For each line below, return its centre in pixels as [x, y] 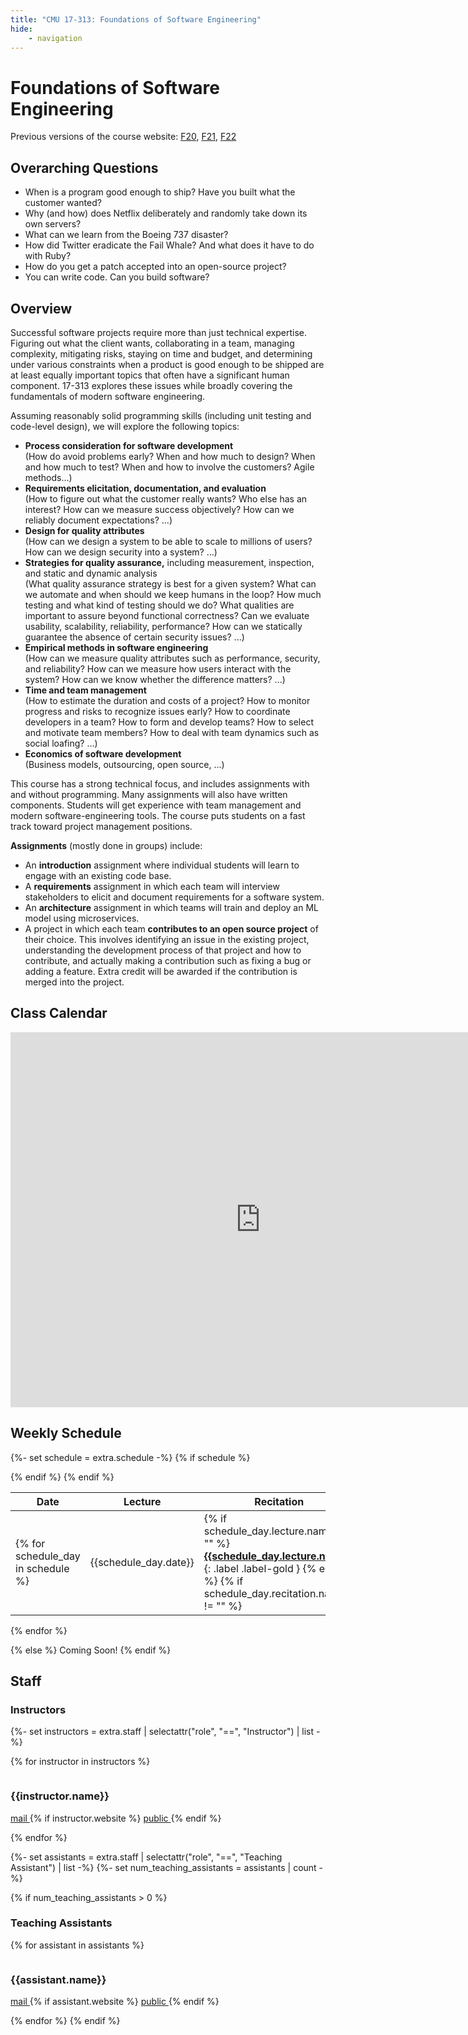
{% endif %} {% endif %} [62, 1477]
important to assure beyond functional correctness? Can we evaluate [167, 615]
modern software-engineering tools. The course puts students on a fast [158, 815]
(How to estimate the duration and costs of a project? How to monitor [167, 700]
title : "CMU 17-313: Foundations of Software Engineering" [136, 19]
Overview [41, 308]
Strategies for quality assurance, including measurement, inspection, [169, 562]
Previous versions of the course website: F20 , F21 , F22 [123, 137]
